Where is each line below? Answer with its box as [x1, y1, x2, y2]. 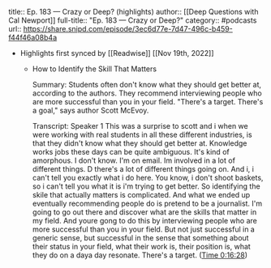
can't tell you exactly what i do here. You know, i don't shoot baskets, [32, 173, 264, 182]
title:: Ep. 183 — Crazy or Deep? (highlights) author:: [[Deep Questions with [8, 7, 259, 16]
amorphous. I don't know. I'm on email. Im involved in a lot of [32, 155, 235, 165]
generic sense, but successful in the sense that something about [32, 233, 249, 242]
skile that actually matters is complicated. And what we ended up [32, 190, 251, 199]
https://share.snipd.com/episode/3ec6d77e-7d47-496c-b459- [23, 24, 233, 33]
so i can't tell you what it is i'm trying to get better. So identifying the [32, 181, 261, 191]
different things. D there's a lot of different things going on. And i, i [32, 164, 254, 173]
